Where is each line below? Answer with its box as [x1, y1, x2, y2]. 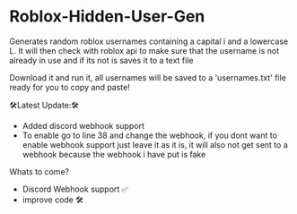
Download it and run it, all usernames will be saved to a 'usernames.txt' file [9, 72, 287, 82]
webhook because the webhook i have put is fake [22, 149, 206, 159]
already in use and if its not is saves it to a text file [9, 55, 194, 65]
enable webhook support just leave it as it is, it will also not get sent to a [22, 139, 289, 150]
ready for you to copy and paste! [9, 81, 130, 92]
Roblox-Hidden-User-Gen [9, 6, 205, 27]
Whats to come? [9, 166, 70, 176]
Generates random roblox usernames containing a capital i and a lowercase [9, 36, 289, 47]
